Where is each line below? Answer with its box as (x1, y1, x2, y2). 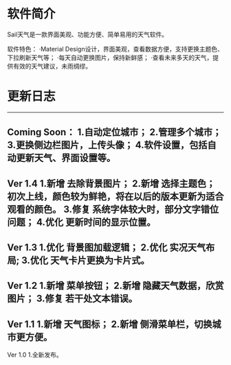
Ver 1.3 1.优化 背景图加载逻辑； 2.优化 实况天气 (7, 242, 206, 254)
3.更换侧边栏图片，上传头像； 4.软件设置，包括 (7, 139, 208, 151)
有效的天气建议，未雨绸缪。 (12, 62, 91, 70)
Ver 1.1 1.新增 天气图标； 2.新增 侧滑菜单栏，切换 (7, 318, 212, 330)
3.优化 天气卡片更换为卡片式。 (21, 255, 150, 266)
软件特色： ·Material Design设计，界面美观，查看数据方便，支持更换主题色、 (7, 45, 223, 53)
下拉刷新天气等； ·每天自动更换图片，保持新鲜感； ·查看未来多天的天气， (7, 53, 213, 62)
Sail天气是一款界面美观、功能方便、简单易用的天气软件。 (7, 30, 168, 38)
